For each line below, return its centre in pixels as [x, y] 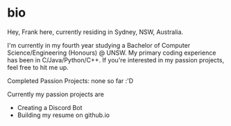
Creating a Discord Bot [50, 107]
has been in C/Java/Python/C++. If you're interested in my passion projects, [115, 60]
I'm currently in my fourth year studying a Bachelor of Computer [99, 45]
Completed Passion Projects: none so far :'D [70, 80]
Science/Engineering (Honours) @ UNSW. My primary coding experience [112, 53]
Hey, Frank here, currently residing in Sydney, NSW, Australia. [95, 32]
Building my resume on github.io [63, 115]
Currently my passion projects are [55, 94]
